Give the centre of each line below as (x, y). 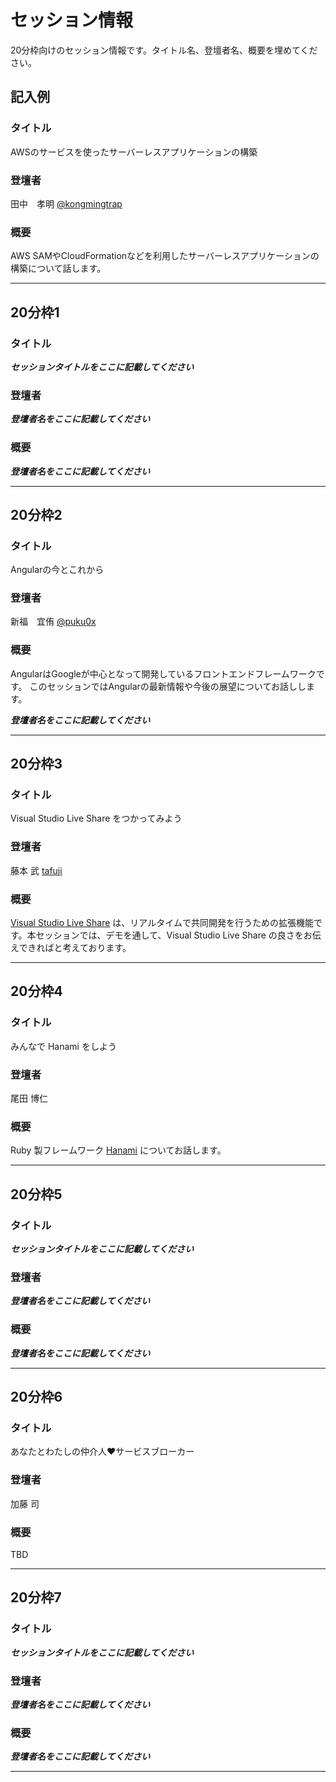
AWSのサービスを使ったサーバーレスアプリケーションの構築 (134, 152)
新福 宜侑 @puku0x (53, 622)
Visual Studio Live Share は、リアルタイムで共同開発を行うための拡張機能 (162, 923)
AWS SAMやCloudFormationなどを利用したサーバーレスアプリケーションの (165, 256)
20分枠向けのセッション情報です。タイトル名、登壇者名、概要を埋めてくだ (164, 50)
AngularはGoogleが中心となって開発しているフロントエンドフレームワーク (163, 673)
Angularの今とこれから (57, 570)
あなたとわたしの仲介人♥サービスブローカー (102, 1452)
